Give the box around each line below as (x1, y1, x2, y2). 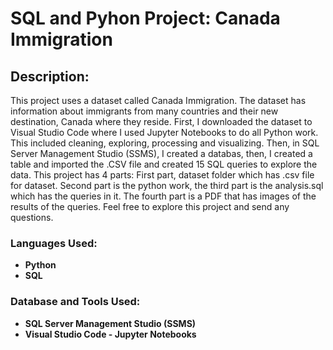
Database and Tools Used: (10, 295, 141, 309)
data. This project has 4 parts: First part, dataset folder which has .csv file (10, 169, 315, 181)
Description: (10, 68, 90, 85)
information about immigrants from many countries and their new (10, 105, 279, 117)
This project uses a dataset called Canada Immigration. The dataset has (10, 95, 307, 106)
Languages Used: (10, 236, 98, 250)
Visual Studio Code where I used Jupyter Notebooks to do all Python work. (10, 127, 319, 138)
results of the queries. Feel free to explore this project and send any (10, 201, 290, 212)
